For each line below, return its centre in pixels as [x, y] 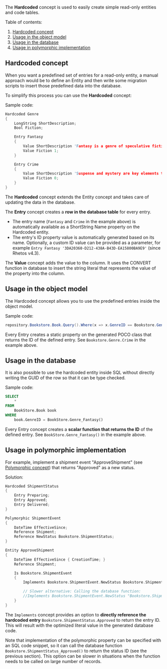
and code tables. [22, 12]
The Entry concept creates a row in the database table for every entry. [78, 212]
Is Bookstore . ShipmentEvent [43, 573]
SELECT [12, 397]
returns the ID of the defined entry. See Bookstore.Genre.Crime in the [76, 339]
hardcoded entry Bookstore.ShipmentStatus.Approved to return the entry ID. [83, 620]
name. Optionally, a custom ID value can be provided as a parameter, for [86, 243]
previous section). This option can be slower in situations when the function [83, 656]
